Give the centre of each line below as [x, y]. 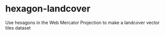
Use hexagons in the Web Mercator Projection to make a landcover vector [82, 22]
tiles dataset [18, 27]
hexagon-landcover [48, 9]
